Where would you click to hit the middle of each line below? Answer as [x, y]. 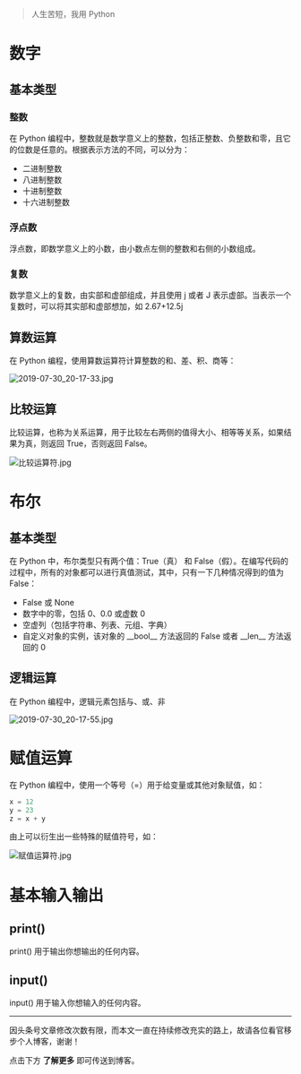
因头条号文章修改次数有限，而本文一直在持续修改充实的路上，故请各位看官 [146, 1030]
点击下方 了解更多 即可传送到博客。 [74, 1061]
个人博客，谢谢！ [48, 1042]
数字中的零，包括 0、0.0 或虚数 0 [84, 614]
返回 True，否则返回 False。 [100, 443]
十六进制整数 [46, 202]
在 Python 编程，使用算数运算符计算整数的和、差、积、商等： [123, 361]
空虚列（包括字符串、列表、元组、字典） [97, 625]
